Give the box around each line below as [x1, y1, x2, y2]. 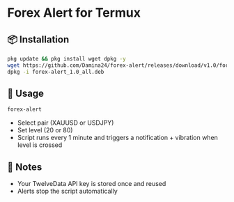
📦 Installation [7, 33, 70, 45]
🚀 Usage [7, 88, 44, 100]
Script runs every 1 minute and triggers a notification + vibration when [17, 134, 218, 142]
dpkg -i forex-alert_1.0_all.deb [7, 68, 104, 75]
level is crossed [17, 141, 63, 149]
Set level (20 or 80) [17, 126, 73, 134]
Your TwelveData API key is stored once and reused [17, 180, 166, 188]
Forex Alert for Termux [7, 5, 141, 21]
